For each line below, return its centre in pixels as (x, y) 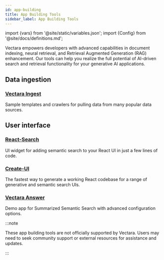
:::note (12, 223)
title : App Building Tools (33, 14)
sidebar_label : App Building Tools (42, 19)
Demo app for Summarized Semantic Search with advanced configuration (81, 208)
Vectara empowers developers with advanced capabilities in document (78, 48)
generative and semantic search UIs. (43, 185)
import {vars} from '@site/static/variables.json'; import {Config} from (76, 33)
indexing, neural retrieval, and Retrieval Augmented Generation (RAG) (76, 53)
